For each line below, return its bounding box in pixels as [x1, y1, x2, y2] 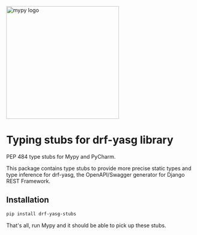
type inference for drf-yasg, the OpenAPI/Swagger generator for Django [6, 171, 185, 178]
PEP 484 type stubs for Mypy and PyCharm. [6, 153, 116, 160]
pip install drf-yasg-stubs [6, 210, 77, 217]
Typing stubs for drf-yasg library [6, 133, 174, 147]
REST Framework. [6, 177, 51, 185]
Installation [6, 195, 49, 205]
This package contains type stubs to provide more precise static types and [6, 165, 192, 172]
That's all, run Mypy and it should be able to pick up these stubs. [6, 222, 166, 229]
